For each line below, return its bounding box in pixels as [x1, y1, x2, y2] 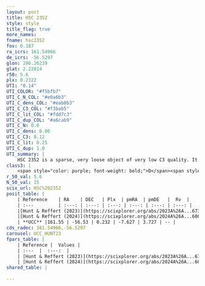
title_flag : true [6, 26, 51, 32]
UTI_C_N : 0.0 [6, 123, 40, 129]
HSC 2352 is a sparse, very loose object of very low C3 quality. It [17, 156, 198, 163]
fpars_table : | [6, 236, 45, 242]
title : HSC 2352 [6, 15, 48, 21]
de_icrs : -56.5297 [6, 54, 53, 61]
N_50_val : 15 [6, 180, 40, 186]
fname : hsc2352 [6, 37, 45, 43]
